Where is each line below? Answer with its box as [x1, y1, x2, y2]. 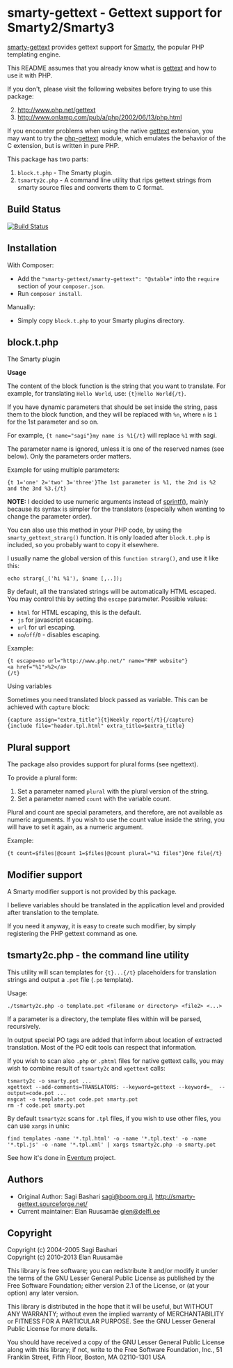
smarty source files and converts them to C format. [17, 183, 164, 191]
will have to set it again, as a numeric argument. [7, 823, 144, 831]
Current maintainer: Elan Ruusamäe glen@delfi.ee [17, 1207, 161, 1215]
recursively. [7, 1022, 41, 1030]
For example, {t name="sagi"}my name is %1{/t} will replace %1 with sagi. [7, 431, 217, 440]
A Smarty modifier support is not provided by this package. [7, 888, 177, 895]
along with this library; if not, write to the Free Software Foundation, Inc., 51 [7, 1346, 223, 1354]
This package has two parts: [7, 155, 89, 163]
